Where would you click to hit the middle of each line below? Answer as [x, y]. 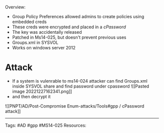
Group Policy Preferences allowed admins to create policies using [78, 16]
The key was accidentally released [47, 32]
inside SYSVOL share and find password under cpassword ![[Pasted [81, 86]
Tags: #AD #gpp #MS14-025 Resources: [46, 125]
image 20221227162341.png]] [42, 91]
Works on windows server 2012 [44, 48]
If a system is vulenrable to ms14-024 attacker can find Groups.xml [80, 81]
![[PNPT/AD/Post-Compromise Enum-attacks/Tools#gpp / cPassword [75, 106]
